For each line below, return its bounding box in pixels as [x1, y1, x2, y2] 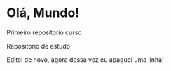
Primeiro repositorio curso [6, 28, 82, 37]
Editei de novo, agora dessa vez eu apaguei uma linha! [6, 55, 164, 64]
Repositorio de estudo [6, 41, 71, 50]
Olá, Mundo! [6, 5, 80, 21]
